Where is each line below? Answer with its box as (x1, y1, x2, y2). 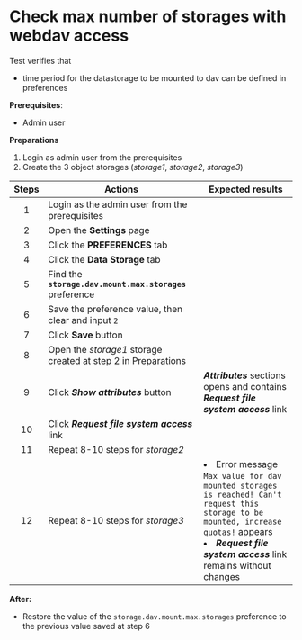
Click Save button (48, 329, 123, 341)
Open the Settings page (48, 223, 150, 236)
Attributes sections (203, 369, 286, 382)
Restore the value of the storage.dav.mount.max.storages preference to (22, 610, 287, 622)
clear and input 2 (48, 313, 119, 326)
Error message (215, 457, 279, 470)
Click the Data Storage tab (48, 253, 161, 266)
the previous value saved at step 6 (22, 620, 150, 631)
